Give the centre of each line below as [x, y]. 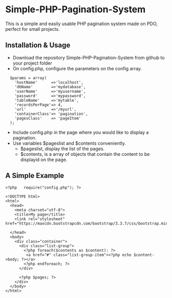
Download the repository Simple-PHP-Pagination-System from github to [89, 57]
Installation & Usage [38, 45]
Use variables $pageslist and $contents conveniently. [69, 143]
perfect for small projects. [33, 29]
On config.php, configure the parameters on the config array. [77, 68]
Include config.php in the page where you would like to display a [81, 132]
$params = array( [28, 78]
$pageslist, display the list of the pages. [62, 148]
